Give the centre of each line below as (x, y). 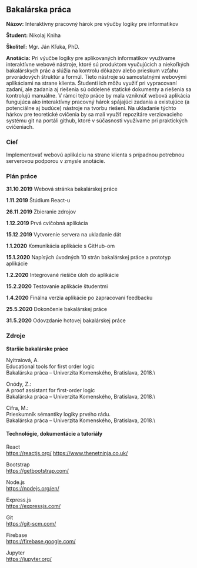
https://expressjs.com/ (34, 506)
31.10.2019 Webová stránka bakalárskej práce (62, 189)
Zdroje (16, 336)
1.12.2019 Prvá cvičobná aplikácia (47, 223)
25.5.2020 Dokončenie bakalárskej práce (57, 309)
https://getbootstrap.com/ (38, 470)
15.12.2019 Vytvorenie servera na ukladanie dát (64, 235)
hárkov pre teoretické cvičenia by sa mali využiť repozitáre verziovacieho (95, 114)
